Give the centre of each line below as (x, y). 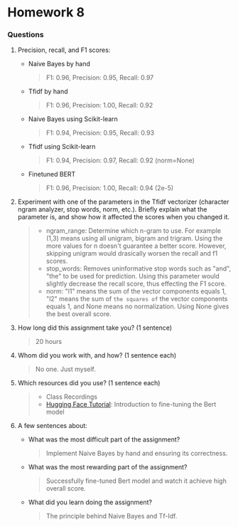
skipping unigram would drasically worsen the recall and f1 (132, 254)
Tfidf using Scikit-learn (62, 147)
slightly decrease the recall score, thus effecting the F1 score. (136, 284)
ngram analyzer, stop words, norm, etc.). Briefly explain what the (112, 209)
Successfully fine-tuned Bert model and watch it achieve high (136, 481)
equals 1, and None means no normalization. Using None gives (137, 306)
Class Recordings (72, 397)
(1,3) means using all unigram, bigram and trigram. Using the (134, 239)
